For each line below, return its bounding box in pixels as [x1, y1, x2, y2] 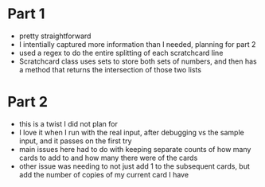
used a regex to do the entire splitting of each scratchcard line [18, 48, 224, 57]
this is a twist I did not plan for [18, 119, 119, 128]
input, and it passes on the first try [18, 136, 132, 146]
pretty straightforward [18, 31, 92, 41]
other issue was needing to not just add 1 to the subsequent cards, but [18, 161, 250, 171]
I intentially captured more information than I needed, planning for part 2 [18, 39, 256, 49]
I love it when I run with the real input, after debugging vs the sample [18, 127, 244, 137]
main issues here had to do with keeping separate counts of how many [18, 144, 251, 154]
